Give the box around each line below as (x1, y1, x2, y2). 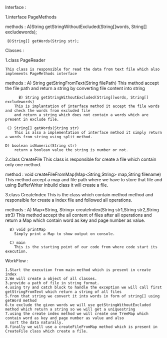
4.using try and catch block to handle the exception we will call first (5, 285, 162, 290)
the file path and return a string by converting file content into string (5, 85, 145, 91)
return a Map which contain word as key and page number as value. (5, 217, 145, 223)
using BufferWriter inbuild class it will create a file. (5, 182, 108, 188)
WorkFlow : (5, 258, 28, 263)
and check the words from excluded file (5, 108, 91, 113)
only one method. (5, 162, 41, 167)
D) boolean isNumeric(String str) (5, 143, 77, 148)
